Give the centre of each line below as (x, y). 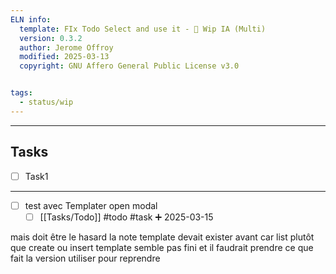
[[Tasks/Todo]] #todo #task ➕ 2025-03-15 (126, 217)
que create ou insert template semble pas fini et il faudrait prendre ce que (162, 247)
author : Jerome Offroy (66, 47)
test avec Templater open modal (91, 205)
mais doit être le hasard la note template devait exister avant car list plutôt (162, 237)
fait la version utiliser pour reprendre (85, 258)
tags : (21, 93)
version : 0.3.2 (51, 38)
